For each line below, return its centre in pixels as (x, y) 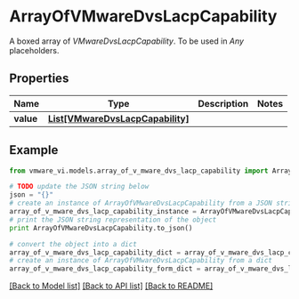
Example (34, 150)
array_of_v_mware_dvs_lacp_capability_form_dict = (105, 269)
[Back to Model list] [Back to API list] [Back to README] (111, 286)
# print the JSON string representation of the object (113, 220)
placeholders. (34, 50)
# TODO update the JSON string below (79, 187)
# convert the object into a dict (73, 244)
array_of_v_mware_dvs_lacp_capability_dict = (95, 252)
